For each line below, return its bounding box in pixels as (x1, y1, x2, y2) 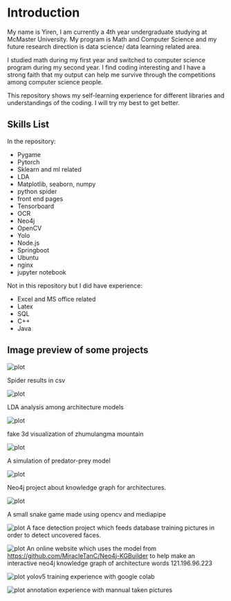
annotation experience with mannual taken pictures (26, 586, 173, 594)
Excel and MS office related (17, 295, 96, 303)
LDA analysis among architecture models (7, 403, 124, 411)
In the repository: (7, 137, 57, 145)
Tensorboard (17, 202, 55, 210)
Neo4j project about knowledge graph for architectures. (7, 483, 167, 492)
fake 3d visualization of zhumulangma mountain (7, 429, 144, 438)
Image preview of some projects (7, 344, 149, 356)
